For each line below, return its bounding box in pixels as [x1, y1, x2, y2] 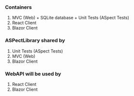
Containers [5, 4, 32, 11]
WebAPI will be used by [5, 70, 61, 77]
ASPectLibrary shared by [5, 37, 65, 44]
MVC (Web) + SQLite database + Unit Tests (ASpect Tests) [12, 15, 129, 21]
